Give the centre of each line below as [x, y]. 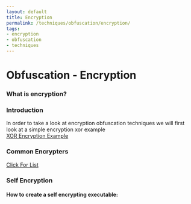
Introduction [25, 110]
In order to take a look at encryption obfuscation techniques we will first [95, 123]
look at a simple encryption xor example [56, 129]
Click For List [23, 165]
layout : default [27, 12]
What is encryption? [37, 94]
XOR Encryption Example [37, 136]
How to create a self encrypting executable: [62, 195]
